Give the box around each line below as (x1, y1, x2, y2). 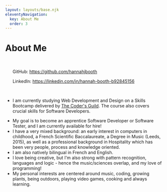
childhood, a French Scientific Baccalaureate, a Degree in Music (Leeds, (12, 134, 161, 140)
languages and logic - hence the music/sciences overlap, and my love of (12, 160, 162, 166)
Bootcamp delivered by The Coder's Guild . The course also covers (12, 103, 150, 109)
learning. (12, 181, 31, 187)
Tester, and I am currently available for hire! (12, 123, 102, 129)
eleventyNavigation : (5, 12, 48, 17)
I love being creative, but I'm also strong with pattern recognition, (12, 155, 147, 161)
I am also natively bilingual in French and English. (12, 150, 114, 156)
